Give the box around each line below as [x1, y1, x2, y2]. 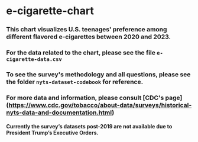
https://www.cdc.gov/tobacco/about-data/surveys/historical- [8, 101, 192, 109]
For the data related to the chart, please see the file [6, 49, 155, 57]
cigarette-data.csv [6, 56, 62, 63]
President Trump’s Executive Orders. [6, 129, 99, 137]
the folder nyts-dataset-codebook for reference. [6, 78, 144, 86]
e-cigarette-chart [6, 4, 95, 18]
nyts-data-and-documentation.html [6, 108, 112, 117]
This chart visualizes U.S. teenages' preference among [6, 25, 167, 34]
